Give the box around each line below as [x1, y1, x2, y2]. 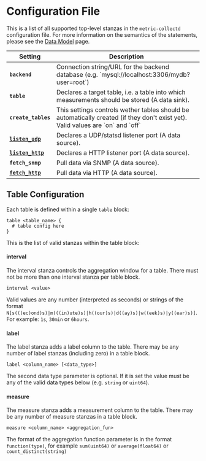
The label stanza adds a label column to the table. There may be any [6, 343, 179, 351]
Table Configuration [6, 189, 85, 200]
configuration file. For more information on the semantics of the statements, [6, 31, 198, 38]
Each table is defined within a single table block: [6, 206, 130, 213]
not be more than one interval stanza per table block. [6, 273, 140, 281]
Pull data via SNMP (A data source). [56, 158, 159, 167]
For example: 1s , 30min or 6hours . [6, 315, 90, 323]
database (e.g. [56, 70, 98, 79]
